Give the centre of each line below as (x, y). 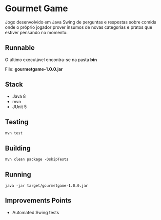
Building (18, 148)
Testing (17, 122)
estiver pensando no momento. (36, 32)
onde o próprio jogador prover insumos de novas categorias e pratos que (79, 27)
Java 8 (19, 96)
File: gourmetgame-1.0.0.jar (34, 69)
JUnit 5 (19, 107)
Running (18, 174)
